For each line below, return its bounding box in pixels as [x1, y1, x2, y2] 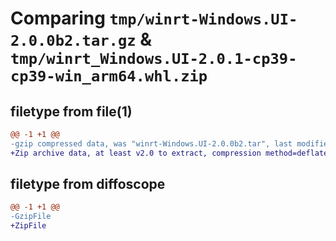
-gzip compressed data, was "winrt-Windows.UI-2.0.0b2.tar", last [10, 138, 293, 149]
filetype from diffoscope [10, 176, 166, 193]
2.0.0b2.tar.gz [10, 32, 137, 51]
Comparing [10, 7, 106, 30]
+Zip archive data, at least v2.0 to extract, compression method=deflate [10, 148, 329, 158]
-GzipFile [10, 212, 52, 222]
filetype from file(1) [10, 103, 133, 120]
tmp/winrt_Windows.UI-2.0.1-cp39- [10, 50, 298, 69]
